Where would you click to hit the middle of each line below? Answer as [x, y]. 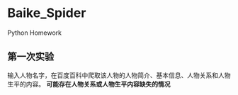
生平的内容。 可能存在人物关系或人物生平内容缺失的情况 [89, 84]
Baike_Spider [47, 13]
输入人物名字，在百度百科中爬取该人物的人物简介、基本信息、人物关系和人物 [119, 75]
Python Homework [35, 33]
